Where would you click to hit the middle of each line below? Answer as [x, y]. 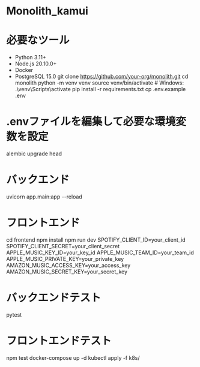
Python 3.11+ [31, 58]
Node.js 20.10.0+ [36, 64]
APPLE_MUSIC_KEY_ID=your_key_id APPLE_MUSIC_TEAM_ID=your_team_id [100, 252]
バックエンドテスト [54, 298]
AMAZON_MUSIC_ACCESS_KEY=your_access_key [68, 265]
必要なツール [38, 40]
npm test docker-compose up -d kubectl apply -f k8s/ [73, 357]
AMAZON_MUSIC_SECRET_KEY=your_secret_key [67, 272]
